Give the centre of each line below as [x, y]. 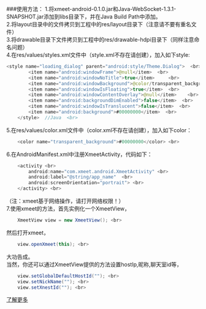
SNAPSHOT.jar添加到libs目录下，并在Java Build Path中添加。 [84, 17]
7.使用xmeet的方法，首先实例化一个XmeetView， [68, 209]
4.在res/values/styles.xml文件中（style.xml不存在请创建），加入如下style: [98, 55]
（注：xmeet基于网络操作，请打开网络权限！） [65, 201]
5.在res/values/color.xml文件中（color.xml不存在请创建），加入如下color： [99, 130]
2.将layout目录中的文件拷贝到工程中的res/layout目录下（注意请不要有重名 [99, 24]
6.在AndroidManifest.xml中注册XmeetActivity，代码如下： [79, 154]
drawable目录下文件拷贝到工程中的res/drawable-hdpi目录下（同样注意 [105, 39]
